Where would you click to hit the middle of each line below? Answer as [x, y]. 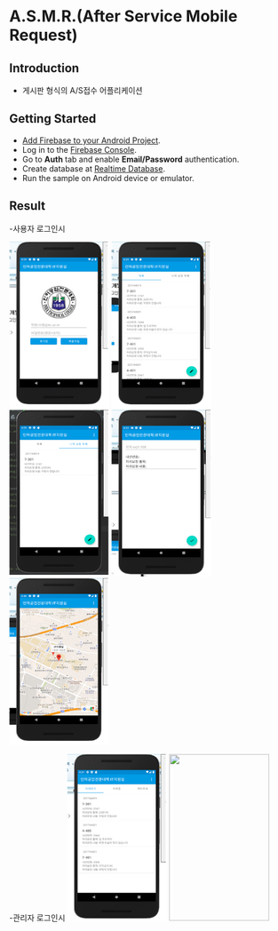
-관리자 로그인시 [37, 918]
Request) [44, 35]
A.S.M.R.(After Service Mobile [123, 16]
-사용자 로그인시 [37, 228]
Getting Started [53, 119]
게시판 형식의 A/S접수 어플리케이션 [82, 90]
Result [28, 206]
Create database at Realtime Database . [94, 168]
